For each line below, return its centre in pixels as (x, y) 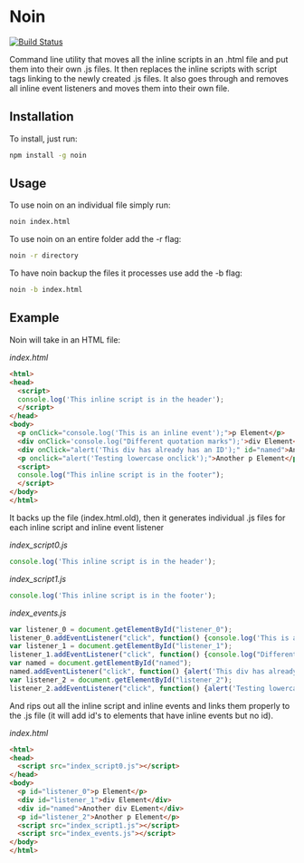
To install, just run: (44, 139)
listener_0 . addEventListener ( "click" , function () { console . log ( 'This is (149, 638)
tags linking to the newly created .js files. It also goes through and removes (149, 78)
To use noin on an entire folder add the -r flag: (95, 239)
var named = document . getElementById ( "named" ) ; (101, 664)
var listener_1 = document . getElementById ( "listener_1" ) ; (121, 646)
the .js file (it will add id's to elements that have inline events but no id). (142, 715)
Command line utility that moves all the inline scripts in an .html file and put (149, 59)
